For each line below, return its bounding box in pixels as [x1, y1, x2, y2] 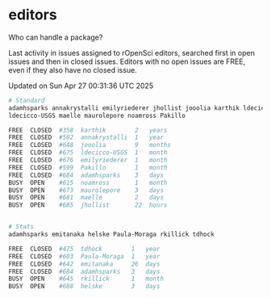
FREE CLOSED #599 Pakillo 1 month [8, 163, 168, 171]
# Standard [8, 96, 45, 104]
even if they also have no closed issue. [8, 65, 137, 74]
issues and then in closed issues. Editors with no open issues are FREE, [8, 57, 246, 66]
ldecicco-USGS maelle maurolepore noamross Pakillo [8, 111, 186, 120]
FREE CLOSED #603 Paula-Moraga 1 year [8, 252, 161, 260]
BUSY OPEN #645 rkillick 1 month [8, 275, 164, 283]
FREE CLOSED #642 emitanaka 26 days [8, 260, 161, 268]
